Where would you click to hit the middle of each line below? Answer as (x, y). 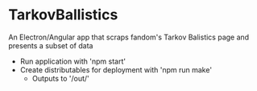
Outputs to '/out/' (61, 78)
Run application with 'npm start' (73, 61)
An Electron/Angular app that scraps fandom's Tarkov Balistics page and (129, 37)
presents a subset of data (51, 45)
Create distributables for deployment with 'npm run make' (116, 69)
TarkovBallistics (63, 15)
